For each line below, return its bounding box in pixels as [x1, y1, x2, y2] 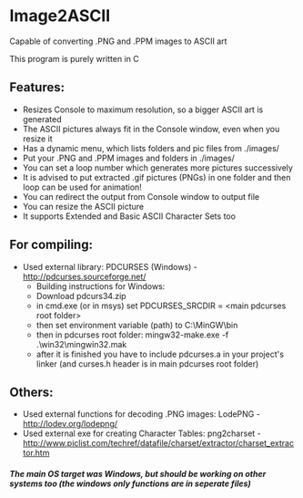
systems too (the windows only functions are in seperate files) [9, 478, 252, 489]
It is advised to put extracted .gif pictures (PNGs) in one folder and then [22, 171, 291, 182]
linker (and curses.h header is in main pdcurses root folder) [35, 358, 259, 369]
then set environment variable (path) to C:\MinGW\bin [35, 319, 238, 330]
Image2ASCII [9, 5, 111, 26]
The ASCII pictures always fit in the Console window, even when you [22, 123, 280, 134]
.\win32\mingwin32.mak [35, 338, 127, 349]
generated [22, 113, 62, 124]
